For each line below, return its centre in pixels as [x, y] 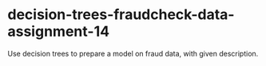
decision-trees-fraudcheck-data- [121, 15]
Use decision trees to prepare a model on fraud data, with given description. [133, 53]
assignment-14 [58, 31]
